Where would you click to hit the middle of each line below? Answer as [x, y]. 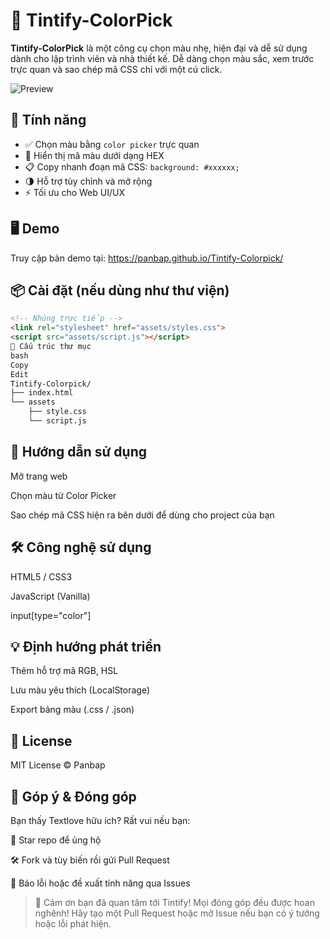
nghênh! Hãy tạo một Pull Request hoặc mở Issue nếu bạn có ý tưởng [177, 913]
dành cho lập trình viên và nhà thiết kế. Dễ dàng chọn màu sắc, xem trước [162, 58]
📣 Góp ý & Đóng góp [73, 796]
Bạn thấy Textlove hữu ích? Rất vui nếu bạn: [100, 820]
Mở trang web [39, 476]
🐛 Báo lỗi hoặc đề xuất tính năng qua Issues [100, 883]
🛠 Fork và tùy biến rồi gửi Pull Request [90, 860]
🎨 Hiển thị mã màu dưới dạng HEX [94, 155]
